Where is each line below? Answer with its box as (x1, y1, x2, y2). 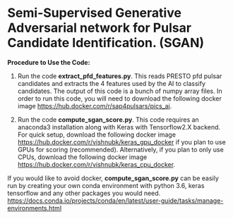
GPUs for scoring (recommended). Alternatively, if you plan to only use (17, 145, 224, 154)
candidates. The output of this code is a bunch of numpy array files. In (17, 87, 222, 95)
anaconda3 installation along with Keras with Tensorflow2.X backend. (17, 123, 221, 131)
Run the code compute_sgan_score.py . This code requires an (17, 115, 199, 124)
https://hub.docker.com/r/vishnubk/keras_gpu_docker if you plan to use (17, 137, 226, 146)
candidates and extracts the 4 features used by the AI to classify (17, 79, 206, 87)
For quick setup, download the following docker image (17, 130, 177, 139)
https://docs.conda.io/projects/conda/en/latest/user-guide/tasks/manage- (7, 196, 224, 205)
